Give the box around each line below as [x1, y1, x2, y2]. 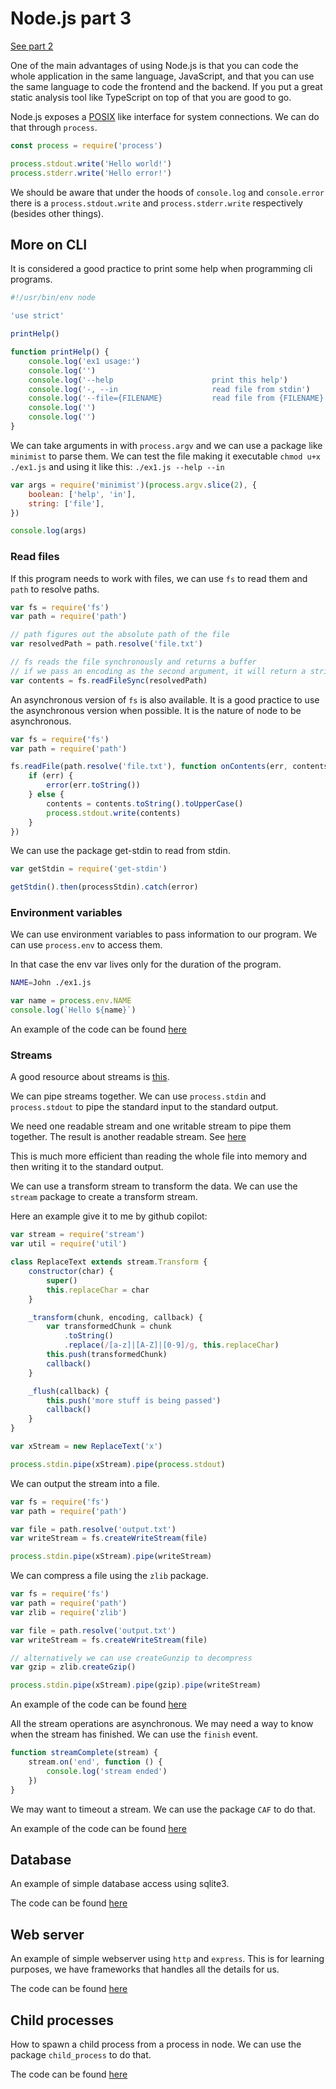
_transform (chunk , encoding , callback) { [28, 1312, 203, 1322]
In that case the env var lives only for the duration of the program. [10, 958, 282, 971]
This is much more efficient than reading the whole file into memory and [10, 1150, 308, 1162]
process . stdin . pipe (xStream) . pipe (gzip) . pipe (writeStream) [10, 1680, 262, 1691]
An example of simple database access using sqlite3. [10, 1878, 230, 1890]
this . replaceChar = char [46, 1285, 150, 1295]
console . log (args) [10, 526, 87, 536]
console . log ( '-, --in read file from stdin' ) [28, 384, 311, 394]
